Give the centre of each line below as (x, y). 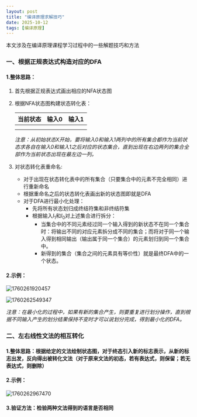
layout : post (22, 11)
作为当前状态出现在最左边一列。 (58, 154)
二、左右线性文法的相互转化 (45, 336)
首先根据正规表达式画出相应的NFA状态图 (63, 91)
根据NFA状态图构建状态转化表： (53, 104)
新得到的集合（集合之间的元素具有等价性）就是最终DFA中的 (112, 254)
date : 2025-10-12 (27, 22)
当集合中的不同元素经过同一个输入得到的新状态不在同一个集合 (115, 224)
